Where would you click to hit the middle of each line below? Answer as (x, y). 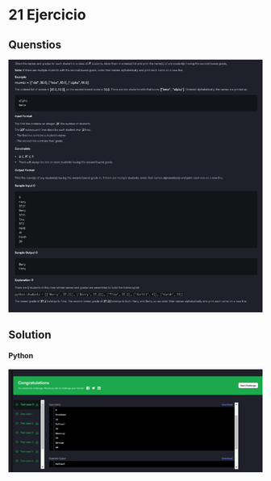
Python (21, 355)
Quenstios (35, 45)
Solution (30, 335)
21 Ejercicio (47, 15)
